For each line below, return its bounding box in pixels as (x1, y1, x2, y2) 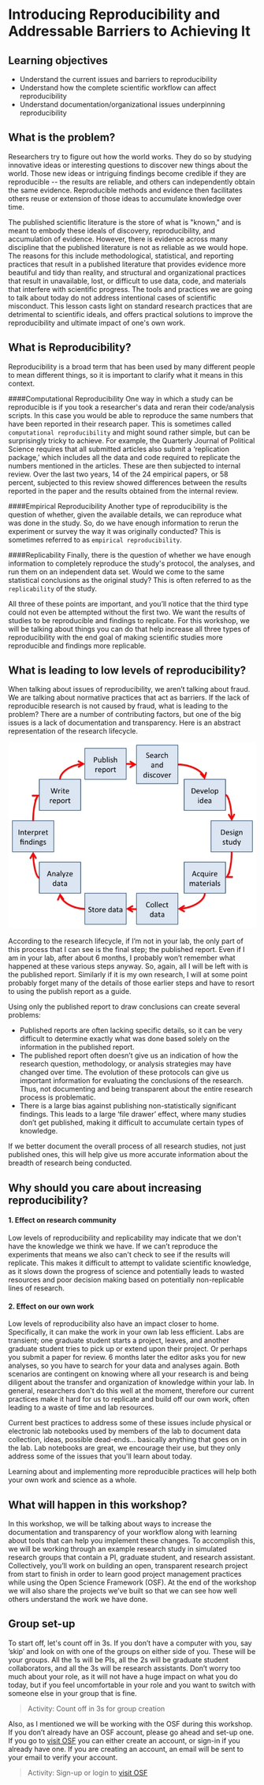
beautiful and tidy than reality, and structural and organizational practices (8, 267, 247, 277)
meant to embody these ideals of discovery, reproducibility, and (8, 226, 215, 235)
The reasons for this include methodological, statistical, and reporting (8, 251, 234, 260)
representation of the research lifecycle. (8, 726, 138, 736)
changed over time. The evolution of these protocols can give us (19, 1067, 229, 1077)
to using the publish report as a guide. (8, 987, 132, 996)
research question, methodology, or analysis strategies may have (19, 1059, 232, 1069)
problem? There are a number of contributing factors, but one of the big (8, 710, 242, 719)
